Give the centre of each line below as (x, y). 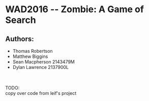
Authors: (20, 39)
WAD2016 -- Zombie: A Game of (74, 9)
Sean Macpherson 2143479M (44, 62)
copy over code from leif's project (41, 93)
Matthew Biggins (30, 56)
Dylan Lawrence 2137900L (41, 67)
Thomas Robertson (33, 51)
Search (21, 20)
